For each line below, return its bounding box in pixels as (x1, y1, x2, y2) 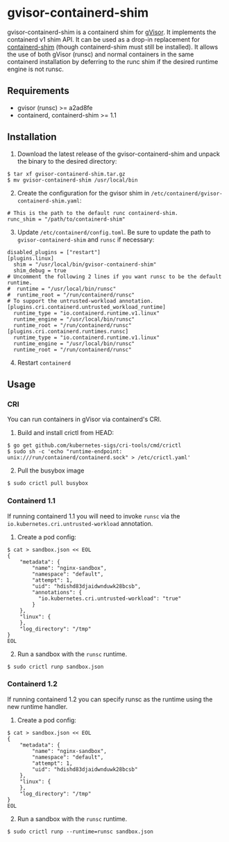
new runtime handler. (7, 702, 68, 710)
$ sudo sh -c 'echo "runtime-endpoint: (7, 448, 123, 455)
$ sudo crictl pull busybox (7, 480, 89, 487)
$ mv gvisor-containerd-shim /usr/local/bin (7, 176, 138, 184)
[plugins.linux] (7, 255, 54, 262)
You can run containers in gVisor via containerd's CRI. (7, 415, 162, 424)
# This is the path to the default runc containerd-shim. (7, 209, 178, 216)
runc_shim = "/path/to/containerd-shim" (7, 216, 126, 223)
